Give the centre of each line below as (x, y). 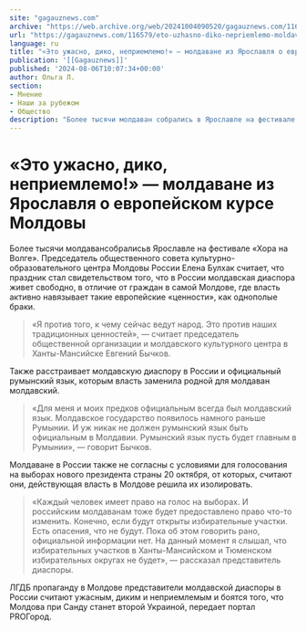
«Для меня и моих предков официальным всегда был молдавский (161, 408)
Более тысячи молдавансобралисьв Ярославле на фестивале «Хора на (149, 248)
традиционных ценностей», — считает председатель (135, 334)
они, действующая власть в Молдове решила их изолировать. (131, 484)
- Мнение (26, 94)
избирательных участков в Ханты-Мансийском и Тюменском (152, 551)
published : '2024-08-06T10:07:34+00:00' (87, 69)
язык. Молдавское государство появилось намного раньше (148, 418)
